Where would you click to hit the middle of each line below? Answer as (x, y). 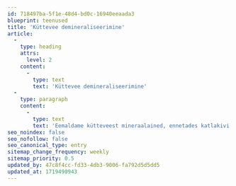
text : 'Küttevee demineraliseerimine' (90, 86)
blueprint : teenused (38, 21)
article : (20, 34)
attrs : (30, 54)
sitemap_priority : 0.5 (41, 159)
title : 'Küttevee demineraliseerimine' (66, 27)
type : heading (41, 47)
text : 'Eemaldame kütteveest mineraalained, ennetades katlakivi (131, 126)
